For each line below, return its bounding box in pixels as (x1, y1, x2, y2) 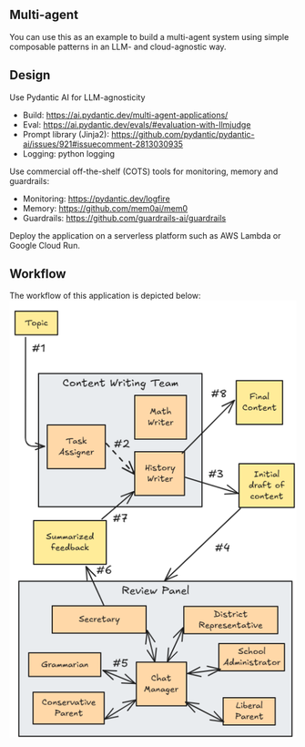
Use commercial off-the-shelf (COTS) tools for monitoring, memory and (9, 166, 279, 177)
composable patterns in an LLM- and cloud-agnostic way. (9, 41, 227, 52)
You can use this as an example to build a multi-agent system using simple (9, 31, 290, 42)
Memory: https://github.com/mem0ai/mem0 (22, 202, 188, 213)
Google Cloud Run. (9, 240, 80, 251)
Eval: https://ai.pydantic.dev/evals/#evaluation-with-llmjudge (22, 118, 251, 130)
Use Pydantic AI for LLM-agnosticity (9, 91, 146, 103)
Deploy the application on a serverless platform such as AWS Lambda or (9, 230, 281, 240)
